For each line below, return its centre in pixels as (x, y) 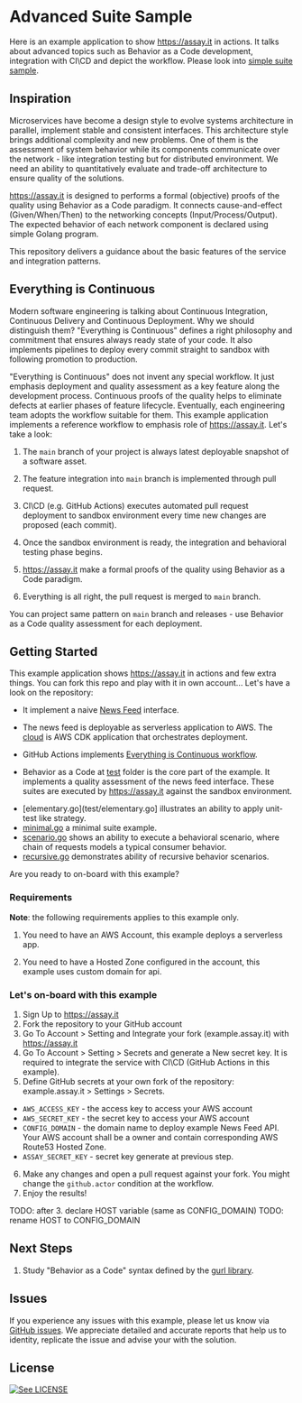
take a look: (31, 434)
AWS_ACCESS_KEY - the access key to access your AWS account (137, 1108)
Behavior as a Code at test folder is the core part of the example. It (146, 772)
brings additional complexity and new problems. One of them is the (134, 139)
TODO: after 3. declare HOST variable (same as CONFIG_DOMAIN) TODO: (146, 1210)
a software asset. (55, 461)
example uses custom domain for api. (92, 971)
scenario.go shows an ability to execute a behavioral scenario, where (151, 837)
